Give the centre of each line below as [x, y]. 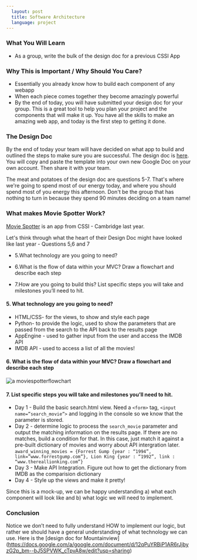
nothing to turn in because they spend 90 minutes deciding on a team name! [98, 198]
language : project [34, 22]
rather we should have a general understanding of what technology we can [97, 532]
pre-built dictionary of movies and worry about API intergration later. [97, 445]
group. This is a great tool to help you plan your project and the [91, 109]
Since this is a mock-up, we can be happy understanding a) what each [91, 492]
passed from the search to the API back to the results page [86, 329]
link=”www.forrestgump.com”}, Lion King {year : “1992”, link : [95, 457]
